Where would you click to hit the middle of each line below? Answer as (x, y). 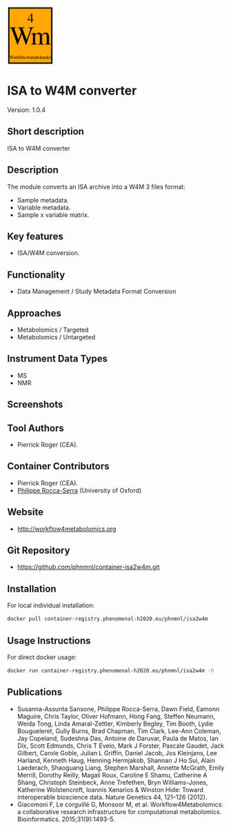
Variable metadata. (44, 207)
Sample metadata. (43, 200)
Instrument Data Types (58, 359)
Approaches (34, 313)
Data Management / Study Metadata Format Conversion (97, 292)
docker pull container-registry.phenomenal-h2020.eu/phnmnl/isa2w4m (108, 619)
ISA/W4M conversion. (48, 253)
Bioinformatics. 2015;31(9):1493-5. (66, 819)
